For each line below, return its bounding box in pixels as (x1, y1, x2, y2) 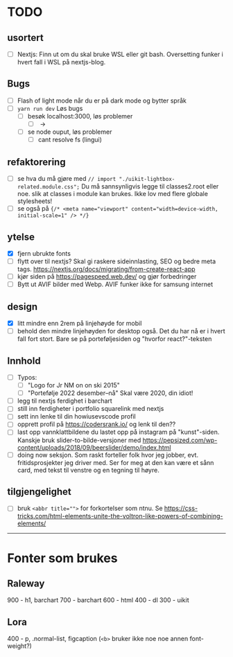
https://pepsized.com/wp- (142, 436, 218, 444)
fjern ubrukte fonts (17, 249, 71, 257)
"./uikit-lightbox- (119, 176, 175, 183)
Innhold (7, 355, 41, 367)
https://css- (164, 504, 198, 513)
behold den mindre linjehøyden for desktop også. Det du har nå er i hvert (17, 327, 225, 335)
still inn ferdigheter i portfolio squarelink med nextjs (17, 405, 164, 413)
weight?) (7, 642, 33, 650)
